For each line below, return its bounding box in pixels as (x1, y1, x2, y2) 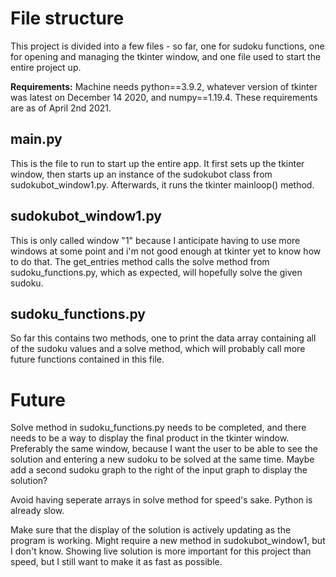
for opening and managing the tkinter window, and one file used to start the (10, 50, 322, 62)
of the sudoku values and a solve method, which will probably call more (10, 343, 306, 355)
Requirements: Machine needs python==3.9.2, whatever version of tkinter (10, 80, 318, 92)
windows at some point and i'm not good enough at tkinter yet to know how (10, 245, 322, 257)
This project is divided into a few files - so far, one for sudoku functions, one (10, 40, 325, 52)
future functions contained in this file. (10, 353, 165, 366)
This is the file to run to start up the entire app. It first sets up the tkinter (10, 157, 305, 169)
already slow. (10, 505, 65, 517)
